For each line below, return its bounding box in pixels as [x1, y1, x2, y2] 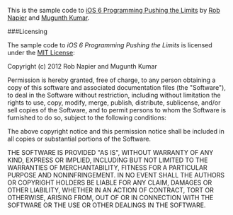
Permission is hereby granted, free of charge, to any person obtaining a [7, 76, 216, 84]
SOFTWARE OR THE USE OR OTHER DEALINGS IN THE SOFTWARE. [7, 201, 206, 209]
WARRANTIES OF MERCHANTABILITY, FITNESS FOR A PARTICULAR [7, 163, 208, 172]
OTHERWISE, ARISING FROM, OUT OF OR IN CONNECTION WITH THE [7, 194, 214, 202]
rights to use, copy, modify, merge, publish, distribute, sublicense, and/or [7, 98, 221, 107]
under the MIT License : [7, 49, 76, 57]
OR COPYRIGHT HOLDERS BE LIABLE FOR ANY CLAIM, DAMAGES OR [7, 178, 212, 187]
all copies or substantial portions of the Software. [7, 134, 151, 143]
